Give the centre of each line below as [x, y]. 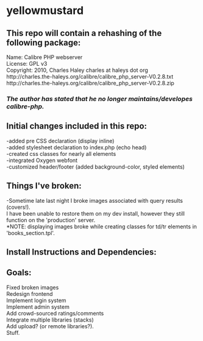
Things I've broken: [44, 186]
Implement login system [36, 300]
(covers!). [18, 207]
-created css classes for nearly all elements [61, 153]
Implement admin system [38, 307]
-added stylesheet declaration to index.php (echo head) [77, 147]
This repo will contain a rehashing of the [84, 33]
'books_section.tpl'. [30, 233]
